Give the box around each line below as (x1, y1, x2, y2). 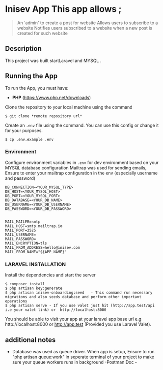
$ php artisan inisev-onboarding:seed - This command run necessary (5, 290, 153, 295)
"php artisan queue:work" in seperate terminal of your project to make (12, 354, 155, 360)
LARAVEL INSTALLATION (5, 261, 66, 268)
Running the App (5, 72, 58, 80)
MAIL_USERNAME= (5, 232, 36, 237)
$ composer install (5, 282, 45, 287)
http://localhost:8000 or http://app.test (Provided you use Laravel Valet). (5, 321, 151, 327)
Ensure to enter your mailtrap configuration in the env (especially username (5, 170, 158, 176)
